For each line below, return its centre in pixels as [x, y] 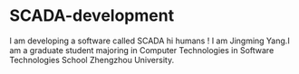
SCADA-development [92, 16]
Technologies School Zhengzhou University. [92, 60]
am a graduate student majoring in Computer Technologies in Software [142, 50]
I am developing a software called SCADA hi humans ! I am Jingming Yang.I [149, 41]
